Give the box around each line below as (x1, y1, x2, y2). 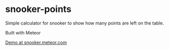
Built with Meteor (5, 29, 41, 35)
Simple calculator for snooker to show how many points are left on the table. (5, 20, 164, 26)
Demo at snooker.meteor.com (5, 39, 67, 45)
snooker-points (5, 3, 72, 15)
